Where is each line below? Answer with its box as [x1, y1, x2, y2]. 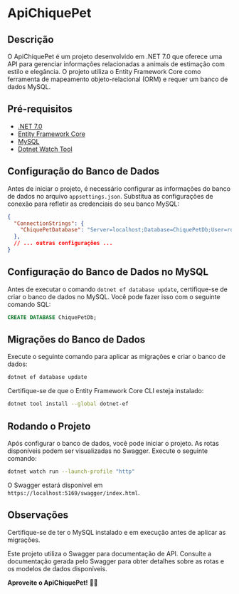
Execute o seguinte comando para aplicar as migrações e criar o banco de [7, 353, 226, 361]
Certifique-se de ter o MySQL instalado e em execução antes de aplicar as [7, 528, 226, 536]
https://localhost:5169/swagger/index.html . [7, 488, 140, 496]
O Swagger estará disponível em [7, 481, 103, 489]
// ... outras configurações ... [14, 240, 113, 247]
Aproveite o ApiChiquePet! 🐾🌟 [7, 578, 98, 587]
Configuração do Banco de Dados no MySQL [7, 266, 208, 278]
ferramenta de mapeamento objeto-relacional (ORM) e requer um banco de [7, 75, 228, 83]
